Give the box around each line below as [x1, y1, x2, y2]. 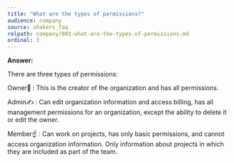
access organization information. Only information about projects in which [7, 140, 224, 149]
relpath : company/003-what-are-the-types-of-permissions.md [7, 30, 190, 38]
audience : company [7, 17, 62, 24]
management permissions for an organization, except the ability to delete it [7, 108, 227, 117]
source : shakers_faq [7, 23, 69, 30]
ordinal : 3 [7, 37, 40, 44]
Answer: [7, 56, 33, 64]
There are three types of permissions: [7, 70, 119, 79]
